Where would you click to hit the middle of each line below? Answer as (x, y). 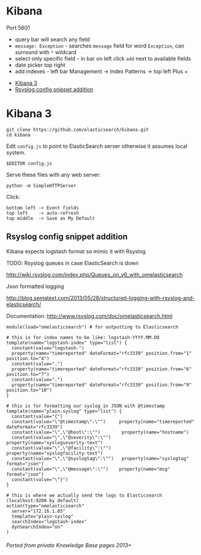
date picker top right (40, 65)
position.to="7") (28, 374)
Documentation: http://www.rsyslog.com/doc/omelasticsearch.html (89, 316)
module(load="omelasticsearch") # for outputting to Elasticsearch (92, 327)
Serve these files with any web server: (53, 174)
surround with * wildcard (46, 52)
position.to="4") (28, 358)
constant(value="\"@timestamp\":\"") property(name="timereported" (103, 422)
